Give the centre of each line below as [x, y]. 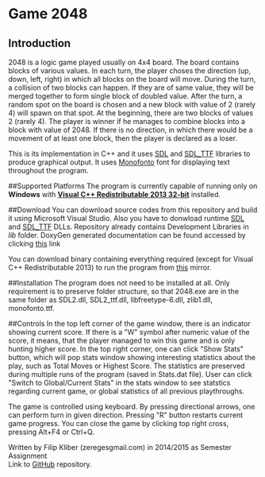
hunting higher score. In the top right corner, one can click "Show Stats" [126, 349]
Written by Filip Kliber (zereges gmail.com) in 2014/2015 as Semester [120, 447]
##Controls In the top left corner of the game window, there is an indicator [130, 324]
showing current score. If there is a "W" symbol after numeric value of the [129, 332]
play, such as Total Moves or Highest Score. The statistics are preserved [127, 366]
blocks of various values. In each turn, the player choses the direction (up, [130, 71]
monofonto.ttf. [31, 308]
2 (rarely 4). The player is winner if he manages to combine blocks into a [127, 121]
